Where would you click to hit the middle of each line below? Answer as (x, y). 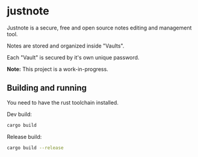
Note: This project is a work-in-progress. (58, 69)
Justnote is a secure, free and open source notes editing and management (99, 28)
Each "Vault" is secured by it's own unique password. (73, 57)
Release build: (24, 137)
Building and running (47, 88)
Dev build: (20, 114)
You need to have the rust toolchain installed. (63, 102)
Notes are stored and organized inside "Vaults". (66, 46)
